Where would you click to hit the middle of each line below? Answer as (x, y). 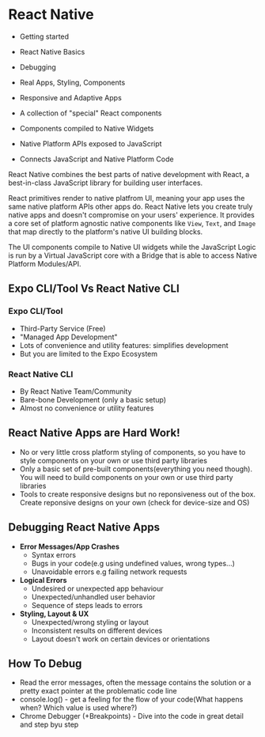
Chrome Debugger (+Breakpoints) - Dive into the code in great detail (131, 716)
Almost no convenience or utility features (87, 408)
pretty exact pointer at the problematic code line (98, 691)
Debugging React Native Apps (84, 527)
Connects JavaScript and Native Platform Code (97, 159)
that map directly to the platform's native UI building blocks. (106, 232)
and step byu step (49, 724)
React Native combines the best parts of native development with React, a (129, 174)
